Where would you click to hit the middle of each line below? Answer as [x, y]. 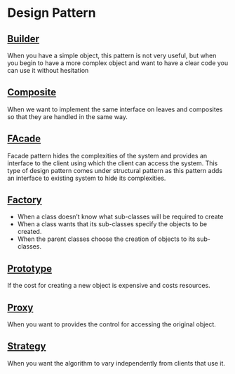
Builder [23, 39]
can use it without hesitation [48, 70]
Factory [25, 200]
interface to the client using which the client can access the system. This [113, 163]
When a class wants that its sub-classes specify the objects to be [112, 224]
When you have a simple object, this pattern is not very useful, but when [112, 55]
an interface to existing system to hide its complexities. [87, 178]
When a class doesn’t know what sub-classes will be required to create [120, 217]
